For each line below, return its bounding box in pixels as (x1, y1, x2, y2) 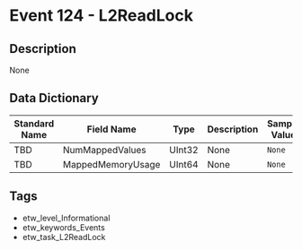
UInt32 (169, 143, 200, 156)
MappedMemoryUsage (62, 158, 161, 170)
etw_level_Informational (22, 212, 111, 223)
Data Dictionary (9, 91, 99, 106)
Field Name (86, 123, 137, 135)
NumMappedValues (62, 143, 147, 156)
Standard (13, 117, 55, 130)
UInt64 (169, 158, 200, 170)
